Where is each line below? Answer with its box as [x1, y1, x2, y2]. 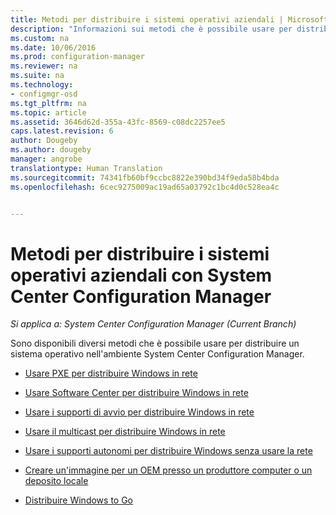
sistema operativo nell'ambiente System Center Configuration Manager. [10, 348, 305, 360]
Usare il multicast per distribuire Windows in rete [24, 426, 226, 438]
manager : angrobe [10, 154, 83, 164]
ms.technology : [10, 80, 74, 90]
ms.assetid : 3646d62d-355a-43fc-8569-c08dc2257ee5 [10, 117, 226, 127]
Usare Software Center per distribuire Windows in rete [24, 387, 249, 399]
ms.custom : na [10, 33, 70, 43]
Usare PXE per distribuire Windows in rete [24, 367, 198, 380]
